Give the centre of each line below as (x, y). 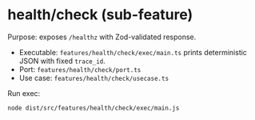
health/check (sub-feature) (100, 15)
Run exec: (24, 93)
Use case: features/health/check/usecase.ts (94, 78)
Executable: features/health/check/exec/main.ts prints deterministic (133, 52)
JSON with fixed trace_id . (62, 61)
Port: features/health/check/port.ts (80, 69)
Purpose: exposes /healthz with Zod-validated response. (102, 37)
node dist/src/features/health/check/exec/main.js (94, 108)
